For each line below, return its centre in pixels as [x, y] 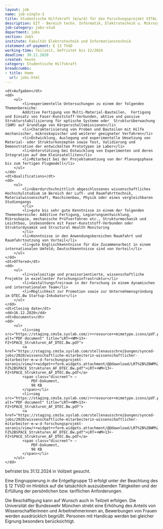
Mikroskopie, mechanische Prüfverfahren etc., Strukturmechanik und [76, 219]
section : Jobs [19, 37]
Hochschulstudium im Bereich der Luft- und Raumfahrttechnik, [69, 193]
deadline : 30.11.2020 [27, 55]
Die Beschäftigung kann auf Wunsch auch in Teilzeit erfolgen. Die [71, 500]
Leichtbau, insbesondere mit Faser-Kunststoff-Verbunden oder [69, 223]
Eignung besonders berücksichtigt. [40, 521]
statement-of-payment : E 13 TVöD [39, 46]
